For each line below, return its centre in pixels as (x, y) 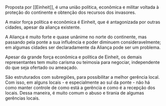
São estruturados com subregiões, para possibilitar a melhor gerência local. (83, 77)
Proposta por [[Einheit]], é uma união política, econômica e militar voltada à (82, 7)
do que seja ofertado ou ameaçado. (42, 67)
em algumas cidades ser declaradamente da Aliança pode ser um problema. (83, 47)
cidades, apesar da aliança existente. (43, 27)
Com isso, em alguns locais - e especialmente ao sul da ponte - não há (78, 82)
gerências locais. (23, 98)
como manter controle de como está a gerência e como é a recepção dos (80, 88)
